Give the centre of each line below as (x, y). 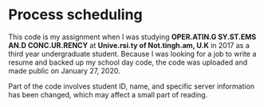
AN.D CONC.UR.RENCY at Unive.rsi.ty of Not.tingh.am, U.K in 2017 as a (129, 45)
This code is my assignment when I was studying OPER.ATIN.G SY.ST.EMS (132, 37)
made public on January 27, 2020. (65, 70)
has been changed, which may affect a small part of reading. (108, 94)
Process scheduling (75, 15)
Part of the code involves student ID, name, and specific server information (132, 86)
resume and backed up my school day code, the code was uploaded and (128, 62)
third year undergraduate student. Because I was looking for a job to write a (132, 53)
